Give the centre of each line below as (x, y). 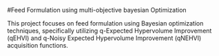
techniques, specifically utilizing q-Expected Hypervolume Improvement (109, 31)
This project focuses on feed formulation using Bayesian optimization (105, 23)
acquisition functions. (38, 45)
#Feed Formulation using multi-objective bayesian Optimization (97, 10)
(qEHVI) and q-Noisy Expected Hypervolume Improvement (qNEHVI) (104, 38)
